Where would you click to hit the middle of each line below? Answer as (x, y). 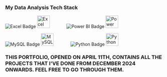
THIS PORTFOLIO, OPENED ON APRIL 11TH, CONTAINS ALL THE (83, 57)
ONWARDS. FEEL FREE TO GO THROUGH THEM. (65, 70)
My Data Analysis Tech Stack (42, 7)
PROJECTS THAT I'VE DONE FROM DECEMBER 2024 (70, 63)
